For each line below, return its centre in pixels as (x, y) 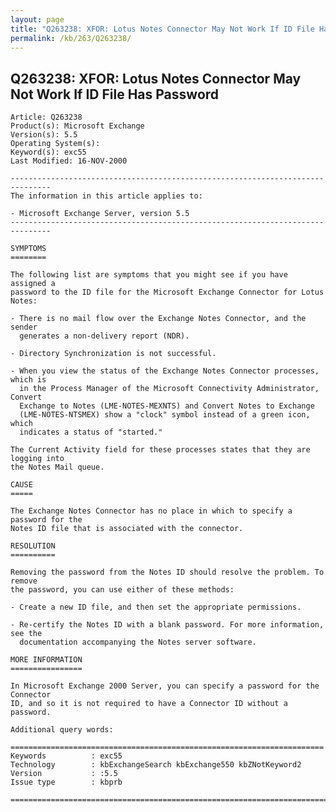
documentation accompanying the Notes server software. (138, 642)
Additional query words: (62, 730)
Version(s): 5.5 (44, 135)
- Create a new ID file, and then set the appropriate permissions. (156, 607)
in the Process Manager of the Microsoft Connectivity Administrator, (169, 389)
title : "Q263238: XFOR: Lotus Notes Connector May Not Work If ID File (162, 29)
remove (24, 581)
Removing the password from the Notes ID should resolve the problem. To (167, 572)
